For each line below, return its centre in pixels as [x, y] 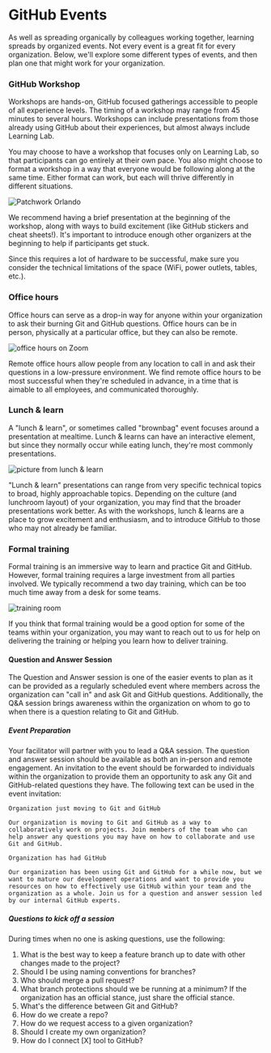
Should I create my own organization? [83, 1032]
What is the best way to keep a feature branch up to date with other [133, 955]
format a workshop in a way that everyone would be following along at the [132, 169]
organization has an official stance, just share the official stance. [127, 998]
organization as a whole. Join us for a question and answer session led [135, 894]
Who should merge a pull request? [77, 980]
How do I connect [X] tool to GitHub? [81, 1041]
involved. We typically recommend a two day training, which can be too [127, 584]
